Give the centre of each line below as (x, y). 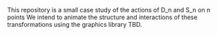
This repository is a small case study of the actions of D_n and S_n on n (109, 10)
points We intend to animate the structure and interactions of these (103, 17)
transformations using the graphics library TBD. (75, 24)
